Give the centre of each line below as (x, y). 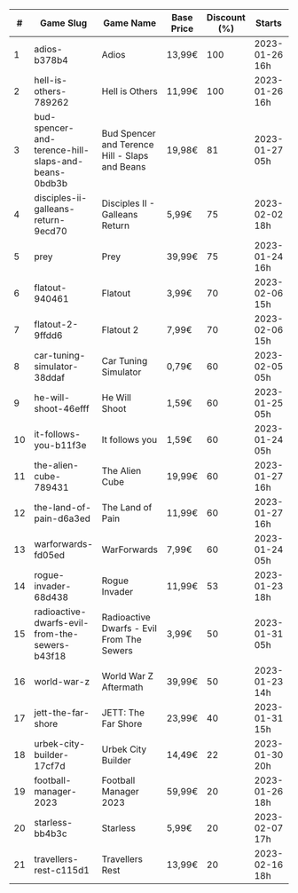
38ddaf (49, 378)
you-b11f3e (60, 445)
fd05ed (49, 555)
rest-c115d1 (62, 870)
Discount (226, 17)
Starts (269, 23)
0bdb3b (51, 183)
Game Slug (63, 23)
